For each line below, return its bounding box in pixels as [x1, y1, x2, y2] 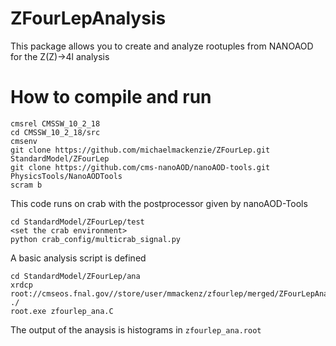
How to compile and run [10, 86, 212, 109]
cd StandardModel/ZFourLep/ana [10, 271, 141, 281]
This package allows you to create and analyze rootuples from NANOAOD [10, 40, 314, 52]
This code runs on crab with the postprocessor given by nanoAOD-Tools [10, 197, 308, 209]
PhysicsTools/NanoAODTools [10, 171, 123, 181]
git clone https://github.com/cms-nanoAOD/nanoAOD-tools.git [10, 162, 271, 172]
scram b [10, 180, 43, 190]
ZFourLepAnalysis [10, 7, 167, 30]
